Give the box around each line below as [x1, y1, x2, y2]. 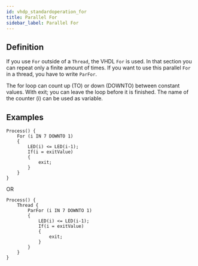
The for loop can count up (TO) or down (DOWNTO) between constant [6, 82, 180, 90]
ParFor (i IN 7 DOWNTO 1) [28, 207, 93, 213]
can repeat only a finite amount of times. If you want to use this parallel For [6, 64, 191, 72]
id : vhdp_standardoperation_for [6, 8, 87, 15]
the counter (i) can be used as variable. [6, 95, 103, 102]
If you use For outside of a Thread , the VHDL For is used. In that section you [6, 58, 193, 65]
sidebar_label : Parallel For [6, 20, 79, 26]
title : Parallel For [6, 14, 58, 20]
